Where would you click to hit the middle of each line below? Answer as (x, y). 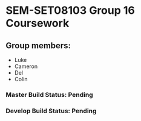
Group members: (38, 45)
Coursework (38, 23)
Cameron (26, 66)
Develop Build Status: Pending (51, 111)
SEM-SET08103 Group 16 (70, 11)
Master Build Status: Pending (49, 95)
